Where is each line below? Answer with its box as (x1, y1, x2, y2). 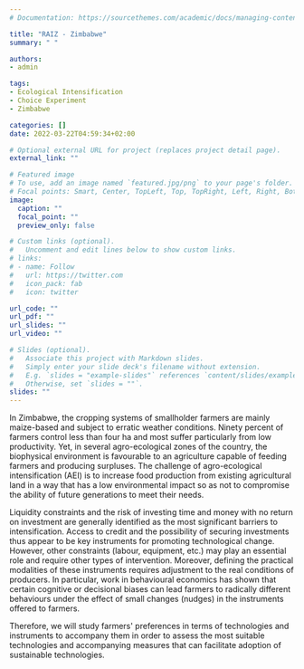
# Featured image (9, 170, 75, 179)
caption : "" (17, 204, 63, 213)
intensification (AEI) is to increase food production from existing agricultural (9, 470, 292, 481)
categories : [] (9, 120, 67, 129)
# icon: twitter (9, 287, 79, 297)
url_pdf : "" (9, 312, 54, 321)
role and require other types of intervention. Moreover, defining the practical (9, 555, 294, 566)
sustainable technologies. (9, 649, 106, 661)
